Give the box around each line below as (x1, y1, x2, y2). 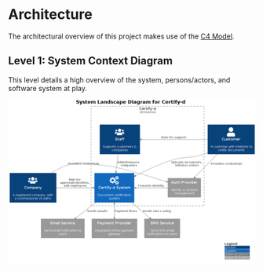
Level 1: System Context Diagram (8, 54, 173, 68)
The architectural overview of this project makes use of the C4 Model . (8, 31, 235, 41)
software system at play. (8, 83, 88, 93)
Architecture (8, 5, 93, 24)
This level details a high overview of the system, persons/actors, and (8, 75, 231, 84)
